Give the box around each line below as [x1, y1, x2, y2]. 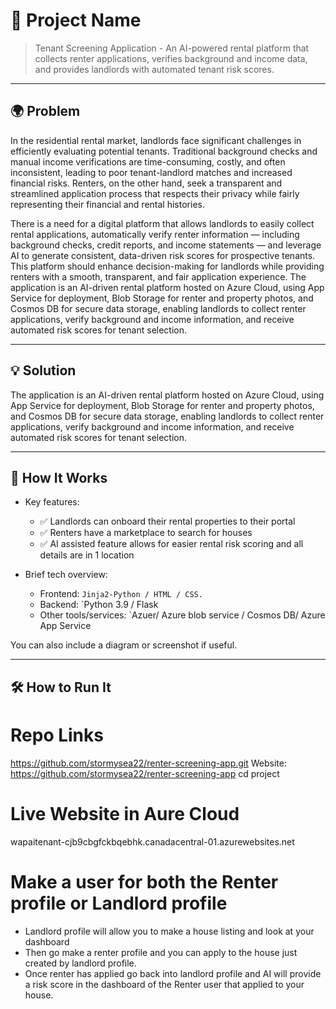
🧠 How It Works [10, 469, 108, 486]
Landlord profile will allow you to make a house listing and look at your [24, 925, 315, 937]
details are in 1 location [39, 549, 135, 561]
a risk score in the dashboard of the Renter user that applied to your [24, 978, 305, 990]
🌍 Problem [10, 103, 81, 120]
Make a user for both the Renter [10, 870, 279, 893]
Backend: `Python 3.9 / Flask [39, 599, 159, 611]
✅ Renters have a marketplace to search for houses [39, 527, 253, 539]
